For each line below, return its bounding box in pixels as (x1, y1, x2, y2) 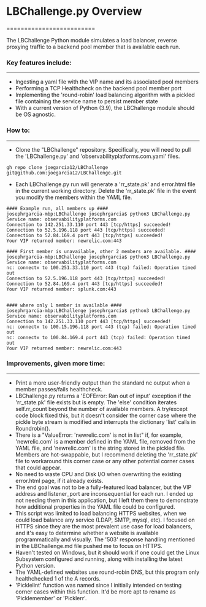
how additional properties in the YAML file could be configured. (15, 503, 175, 511)
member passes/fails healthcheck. (15, 385, 103, 393)
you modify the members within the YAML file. (15, 194, 132, 201)
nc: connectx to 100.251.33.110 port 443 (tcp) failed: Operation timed (6, 264, 196, 271)
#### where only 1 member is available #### (6, 302, 122, 308)
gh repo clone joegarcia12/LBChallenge (6, 164, 109, 170)
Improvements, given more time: (6, 359, 105, 368)
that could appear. (15, 464, 62, 471)
